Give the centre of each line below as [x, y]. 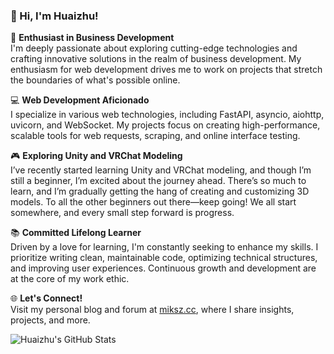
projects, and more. [50, 320]
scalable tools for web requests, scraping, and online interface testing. [155, 136]
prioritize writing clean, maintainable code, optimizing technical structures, [164, 258]
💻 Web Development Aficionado [80, 100]
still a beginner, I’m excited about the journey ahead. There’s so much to [158, 181]
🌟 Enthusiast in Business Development [92, 38]
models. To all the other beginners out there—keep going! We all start [153, 202]
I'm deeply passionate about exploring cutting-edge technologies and [154, 48]
